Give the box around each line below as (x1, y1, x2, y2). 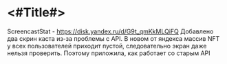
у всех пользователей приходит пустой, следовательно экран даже (7, 42, 207, 50)
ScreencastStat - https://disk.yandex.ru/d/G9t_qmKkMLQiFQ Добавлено (7, 27, 214, 35)
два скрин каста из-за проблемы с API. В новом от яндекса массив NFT (7, 34, 220, 42)
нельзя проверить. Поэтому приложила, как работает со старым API (7, 49, 211, 57)
